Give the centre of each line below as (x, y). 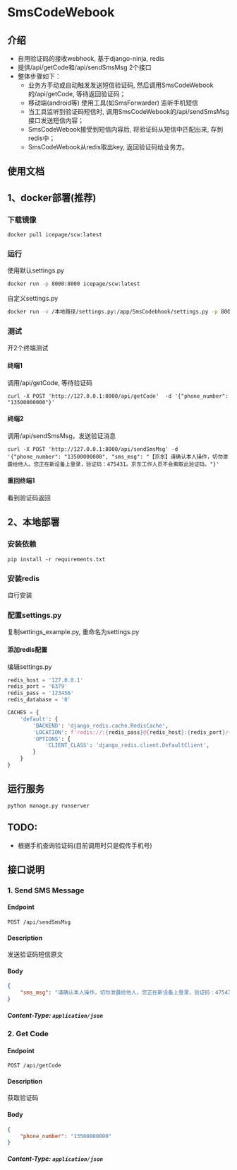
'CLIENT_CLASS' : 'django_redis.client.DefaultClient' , (127, 745)
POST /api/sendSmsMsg (39, 922)
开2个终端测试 (28, 348)
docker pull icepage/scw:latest (55, 235)
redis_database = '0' (39, 700)
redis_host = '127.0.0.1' (45, 680)
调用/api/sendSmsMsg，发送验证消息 (62, 435)
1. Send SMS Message (46, 890)
